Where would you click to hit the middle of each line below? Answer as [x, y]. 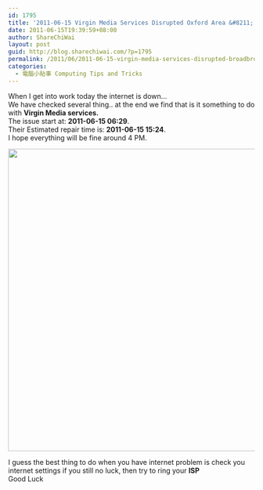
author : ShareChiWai [42, 37]
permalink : [26, 60]
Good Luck [26, 478]
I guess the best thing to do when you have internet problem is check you [126, 462]
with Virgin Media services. [54, 113]
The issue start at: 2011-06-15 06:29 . [69, 121]
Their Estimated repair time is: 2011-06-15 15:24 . [87, 129]
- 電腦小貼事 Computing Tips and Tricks [79, 74]
